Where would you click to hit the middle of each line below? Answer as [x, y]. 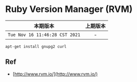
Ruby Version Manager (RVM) [69, 9]
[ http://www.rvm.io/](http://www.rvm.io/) [55, 74]
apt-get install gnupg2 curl [36, 46]
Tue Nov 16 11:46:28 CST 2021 [44, 34]
